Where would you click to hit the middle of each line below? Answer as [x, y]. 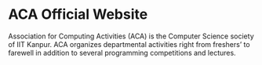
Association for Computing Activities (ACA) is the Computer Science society [131, 36]
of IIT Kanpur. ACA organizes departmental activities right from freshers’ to [129, 44]
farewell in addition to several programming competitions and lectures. [122, 52]
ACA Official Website [78, 14]
